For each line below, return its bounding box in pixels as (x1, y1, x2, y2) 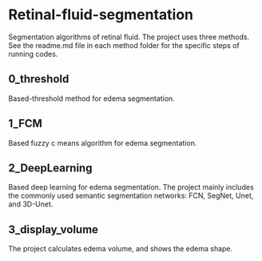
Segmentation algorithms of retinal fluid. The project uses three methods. (8, 32, 250, 42)
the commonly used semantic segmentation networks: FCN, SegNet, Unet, (8, 191, 254, 201)
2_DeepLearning (8, 161, 93, 175)
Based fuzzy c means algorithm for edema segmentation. (8, 138, 197, 147)
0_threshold (8, 72, 69, 86)
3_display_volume (8, 223, 98, 236)
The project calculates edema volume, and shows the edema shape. (8, 244, 233, 254)
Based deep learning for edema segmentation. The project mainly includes (8, 183, 254, 192)
